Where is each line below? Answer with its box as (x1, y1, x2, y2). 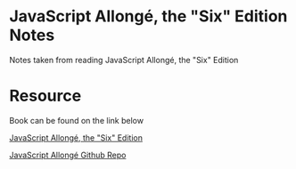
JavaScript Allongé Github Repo (9, 149, 127, 160)
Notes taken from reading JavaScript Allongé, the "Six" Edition (9, 54, 239, 65)
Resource (9, 86, 82, 106)
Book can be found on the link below (9, 115, 144, 125)
